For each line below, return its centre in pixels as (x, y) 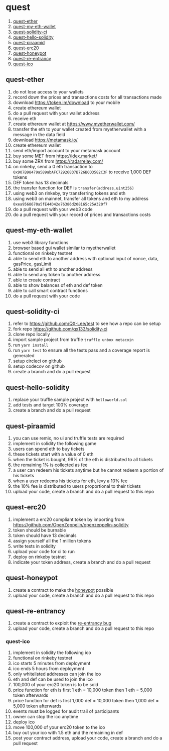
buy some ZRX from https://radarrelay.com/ (58, 161)
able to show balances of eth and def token (58, 285)
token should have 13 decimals (45, 535)
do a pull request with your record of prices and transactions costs (82, 214)
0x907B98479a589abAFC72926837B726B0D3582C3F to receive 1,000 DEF (82, 172)
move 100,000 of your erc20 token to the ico (59, 727)
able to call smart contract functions (50, 290)
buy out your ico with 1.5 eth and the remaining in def (68, 732)
